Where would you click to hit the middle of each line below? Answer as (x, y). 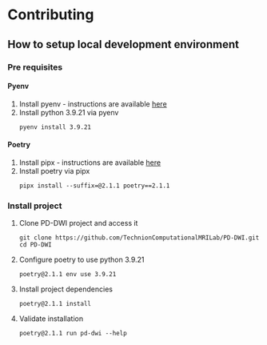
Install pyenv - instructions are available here (93, 104)
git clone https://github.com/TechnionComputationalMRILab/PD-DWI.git (139, 238)
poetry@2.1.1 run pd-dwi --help (73, 334)
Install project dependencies (66, 289)
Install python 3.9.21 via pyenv (69, 112)
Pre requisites (35, 67)
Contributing (51, 15)
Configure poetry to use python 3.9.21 (82, 260)
